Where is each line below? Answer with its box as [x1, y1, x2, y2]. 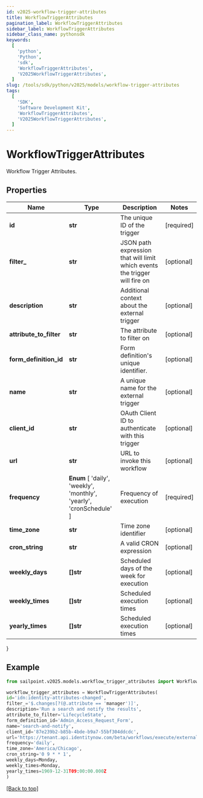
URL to [120, 449, 140, 457]
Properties [6, 185, 47, 196]
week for [120, 571, 146, 580]
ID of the [120, 221, 145, 229]
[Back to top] [6, 785, 39, 792]
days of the [120, 564, 153, 573]
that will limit [120, 253, 156, 262]
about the [120, 301, 148, 310]
